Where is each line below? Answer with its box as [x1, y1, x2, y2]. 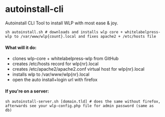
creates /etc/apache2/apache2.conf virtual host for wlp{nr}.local [12, 66, 145, 72]
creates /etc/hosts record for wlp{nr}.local [12, 61, 99, 67]
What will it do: [5, 44, 37, 50]
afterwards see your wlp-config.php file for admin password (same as [5, 104, 154, 109]
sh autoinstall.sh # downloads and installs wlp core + [5, 29, 123, 34]
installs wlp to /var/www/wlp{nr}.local [12, 71, 90, 78]
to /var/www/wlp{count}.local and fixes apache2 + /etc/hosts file [14, 34, 156, 39]
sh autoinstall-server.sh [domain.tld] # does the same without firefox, [5, 99, 161, 104]
